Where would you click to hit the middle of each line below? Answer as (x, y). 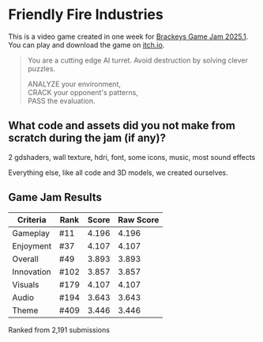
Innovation (32, 272)
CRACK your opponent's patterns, (83, 92)
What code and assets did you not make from (122, 125)
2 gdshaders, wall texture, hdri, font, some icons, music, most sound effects (132, 157)
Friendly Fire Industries (86, 15)
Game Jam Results (55, 198)
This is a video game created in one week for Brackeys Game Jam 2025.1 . (128, 36)
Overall (25, 259)
